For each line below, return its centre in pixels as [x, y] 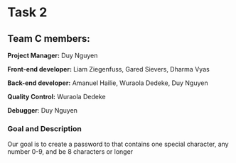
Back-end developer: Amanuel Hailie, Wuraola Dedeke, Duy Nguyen [108, 83]
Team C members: [49, 39]
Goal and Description [44, 128]
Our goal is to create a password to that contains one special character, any [118, 144]
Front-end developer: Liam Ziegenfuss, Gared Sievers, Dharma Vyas [108, 69]
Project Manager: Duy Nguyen [53, 55]
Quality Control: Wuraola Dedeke [57, 97]
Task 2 [27, 12]
